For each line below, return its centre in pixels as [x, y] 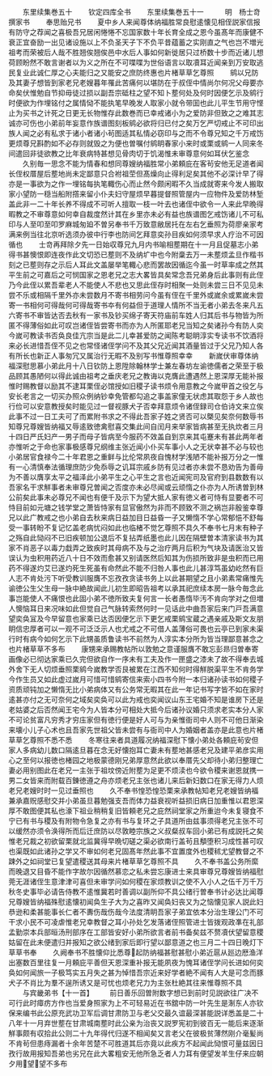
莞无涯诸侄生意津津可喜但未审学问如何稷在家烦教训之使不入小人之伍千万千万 [136, 881]
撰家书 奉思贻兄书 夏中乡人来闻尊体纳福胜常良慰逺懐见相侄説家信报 [134, 22]
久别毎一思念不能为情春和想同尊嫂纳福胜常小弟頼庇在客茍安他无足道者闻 [143, 163]
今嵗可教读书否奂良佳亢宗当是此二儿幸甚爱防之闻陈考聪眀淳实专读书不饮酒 [132, 335]
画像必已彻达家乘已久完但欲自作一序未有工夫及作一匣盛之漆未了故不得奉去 [132, 659]
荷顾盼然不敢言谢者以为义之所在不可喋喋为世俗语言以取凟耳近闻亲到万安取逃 [136, 62]
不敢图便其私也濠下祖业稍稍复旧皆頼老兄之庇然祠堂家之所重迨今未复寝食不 [139, 811]
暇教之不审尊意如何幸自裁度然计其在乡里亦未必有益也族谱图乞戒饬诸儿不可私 [136, 214]
